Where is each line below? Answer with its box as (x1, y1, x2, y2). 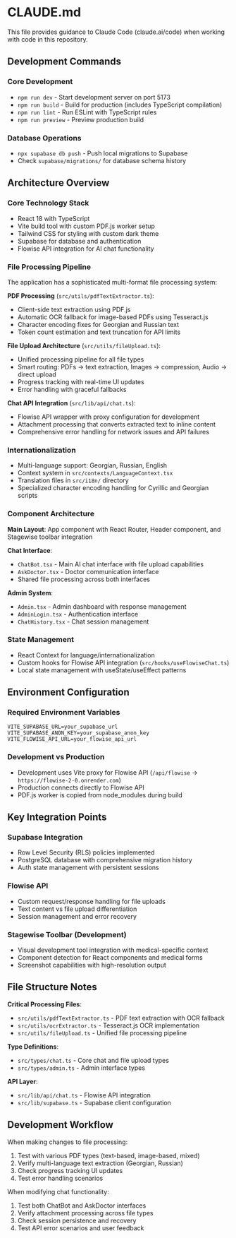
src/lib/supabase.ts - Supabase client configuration (17, 1098, 171, 1107)
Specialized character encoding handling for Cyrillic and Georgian (17, 484, 209, 492)
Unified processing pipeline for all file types (17, 355, 144, 364)
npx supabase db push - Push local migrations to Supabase (17, 149, 188, 157)
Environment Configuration (7, 686, 130, 698)
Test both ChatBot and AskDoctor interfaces (17, 1201, 147, 1210)
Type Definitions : (7, 1042, 58, 1051)
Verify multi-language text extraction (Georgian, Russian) (17, 1159, 183, 1167)
